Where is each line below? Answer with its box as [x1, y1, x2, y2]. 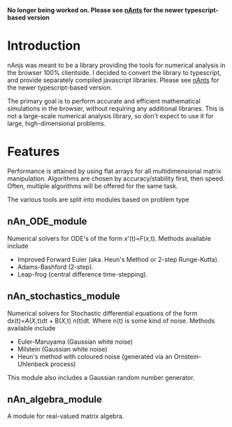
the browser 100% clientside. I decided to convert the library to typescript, [7, 68, 222, 76]
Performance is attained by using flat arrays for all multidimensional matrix [7, 167, 222, 175]
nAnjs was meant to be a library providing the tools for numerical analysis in [7, 61, 226, 69]
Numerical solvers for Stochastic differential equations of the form [7, 309, 198, 317]
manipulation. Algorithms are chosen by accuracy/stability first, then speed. [7, 174, 225, 183]
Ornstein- [173, 352, 202, 360]
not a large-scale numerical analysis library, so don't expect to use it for [7, 111, 215, 120]
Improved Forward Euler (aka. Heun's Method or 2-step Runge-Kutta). [17, 255, 219, 263]
